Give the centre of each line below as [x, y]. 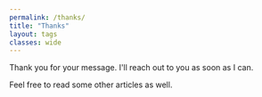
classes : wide [36, 42]
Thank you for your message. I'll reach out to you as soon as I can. [131, 68]
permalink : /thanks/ [48, 17]
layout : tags [33, 34]
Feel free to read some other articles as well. [91, 85]
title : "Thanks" [39, 26]
